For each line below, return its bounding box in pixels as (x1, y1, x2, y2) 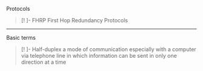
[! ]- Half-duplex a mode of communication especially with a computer (21, 46, 196, 53)
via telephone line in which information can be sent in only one (21, 52, 177, 59)
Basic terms (6, 34, 36, 41)
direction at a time (21, 58, 66, 66)
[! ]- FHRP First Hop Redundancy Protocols (21, 17, 128, 23)
